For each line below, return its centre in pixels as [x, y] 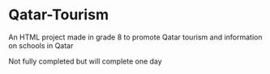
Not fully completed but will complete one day [85, 61]
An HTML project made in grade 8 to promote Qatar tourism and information [135, 37]
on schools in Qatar [41, 45]
